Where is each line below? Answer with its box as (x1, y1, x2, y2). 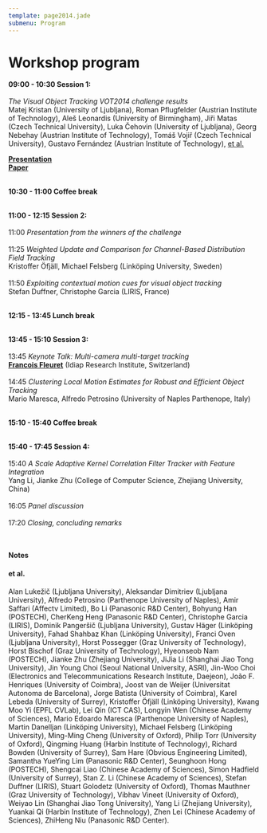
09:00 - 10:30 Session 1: (8, 80, 92, 89)
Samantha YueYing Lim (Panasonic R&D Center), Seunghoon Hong (8, 756, 227, 765)
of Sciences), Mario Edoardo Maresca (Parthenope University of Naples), (8, 713, 249, 723)
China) (8, 484, 30, 494)
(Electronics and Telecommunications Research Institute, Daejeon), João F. (8, 671, 255, 681)
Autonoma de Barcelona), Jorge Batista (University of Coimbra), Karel (8, 688, 238, 697)
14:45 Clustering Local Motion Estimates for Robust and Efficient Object (8, 377, 245, 387)
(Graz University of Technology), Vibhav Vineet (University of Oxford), (8, 790, 239, 800)
